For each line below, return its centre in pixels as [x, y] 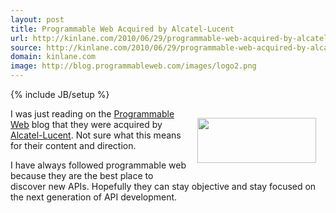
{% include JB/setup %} [60, 94]
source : [26, 47]
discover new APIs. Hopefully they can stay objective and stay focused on [163, 186]
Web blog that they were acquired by [86, 124]
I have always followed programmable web [98, 165]
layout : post [37, 19]
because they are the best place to [82, 175]
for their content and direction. [73, 145]
